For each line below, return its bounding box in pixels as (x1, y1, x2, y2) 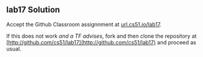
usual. (6, 45, 22, 52)
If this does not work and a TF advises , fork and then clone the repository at (6, 32, 197, 40)
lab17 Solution (6, 5, 61, 15)
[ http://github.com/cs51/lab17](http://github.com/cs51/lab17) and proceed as (6, 38, 197, 46)
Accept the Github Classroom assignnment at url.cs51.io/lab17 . (6, 20, 162, 28)
